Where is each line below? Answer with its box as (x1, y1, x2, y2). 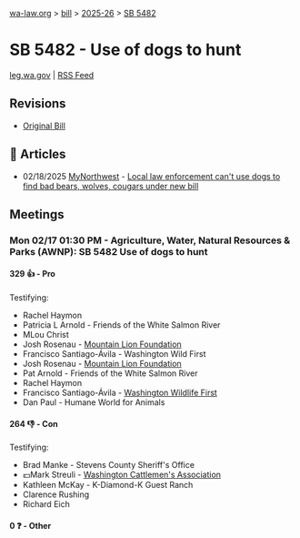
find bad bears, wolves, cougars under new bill (22, 180, 199, 191)
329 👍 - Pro (9, 269, 56, 279)
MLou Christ (22, 330, 70, 340)
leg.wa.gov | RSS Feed (9, 69, 95, 80)
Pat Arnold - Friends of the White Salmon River (22, 368, 198, 379)
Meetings (9, 207, 65, 222)
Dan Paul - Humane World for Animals (22, 397, 165, 408)
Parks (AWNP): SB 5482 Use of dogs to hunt (9, 245, 208, 258)
